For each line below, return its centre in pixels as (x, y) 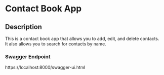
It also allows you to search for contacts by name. (56, 44)
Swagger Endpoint (28, 56)
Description (23, 27)
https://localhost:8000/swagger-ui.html (45, 68)
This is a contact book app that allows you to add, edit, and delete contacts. (82, 38)
